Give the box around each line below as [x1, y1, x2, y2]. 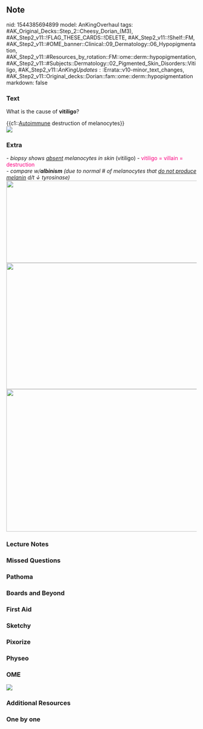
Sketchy [6, 621, 31, 630]
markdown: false [6, 79, 48, 86]
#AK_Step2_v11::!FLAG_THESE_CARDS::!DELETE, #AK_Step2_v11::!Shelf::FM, [6, 33, 195, 41]
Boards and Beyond [6, 589, 65, 597]
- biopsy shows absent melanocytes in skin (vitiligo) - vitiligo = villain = [6, 155, 183, 162]
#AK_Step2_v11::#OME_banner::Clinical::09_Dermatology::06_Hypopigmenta [6, 40, 196, 47]
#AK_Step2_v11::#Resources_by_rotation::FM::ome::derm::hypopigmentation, [6, 53, 197, 60]
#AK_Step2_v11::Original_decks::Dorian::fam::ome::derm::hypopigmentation [6, 72, 193, 79]
